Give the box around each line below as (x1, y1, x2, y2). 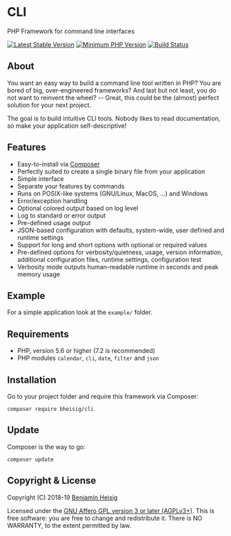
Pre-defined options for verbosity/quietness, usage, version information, (17, 248, 223, 256)
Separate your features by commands (17, 182, 125, 190)
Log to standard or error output (17, 211, 106, 220)
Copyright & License (7, 475, 97, 487)
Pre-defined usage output (17, 218, 91, 227)
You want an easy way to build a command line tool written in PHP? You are (7, 79, 222, 87)
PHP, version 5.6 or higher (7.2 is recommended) (17, 347, 156, 355)
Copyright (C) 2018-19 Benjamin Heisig (7, 493, 118, 501)
